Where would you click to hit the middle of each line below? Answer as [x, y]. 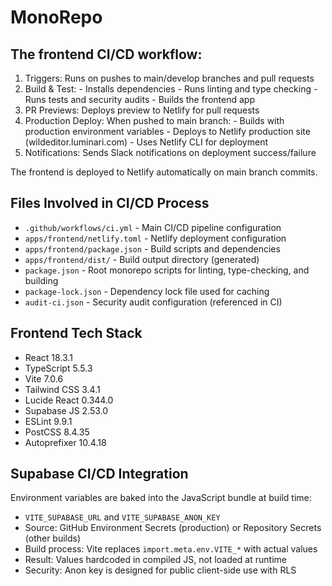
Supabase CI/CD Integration [99, 474]
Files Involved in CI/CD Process [110, 203]
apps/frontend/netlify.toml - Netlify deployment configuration [155, 238]
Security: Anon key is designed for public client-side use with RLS [160, 570]
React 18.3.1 [48, 357]
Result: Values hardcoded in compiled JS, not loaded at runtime [155, 560]
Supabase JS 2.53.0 [66, 410]
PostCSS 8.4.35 [57, 432]
